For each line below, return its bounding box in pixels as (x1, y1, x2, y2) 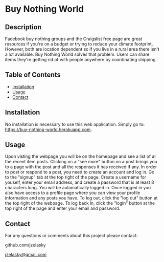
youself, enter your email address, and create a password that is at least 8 (5, 179, 154, 185)
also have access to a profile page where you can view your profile (5, 190, 141, 196)
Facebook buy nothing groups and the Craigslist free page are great (5, 36, 142, 42)
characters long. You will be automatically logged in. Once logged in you (5, 185, 151, 191)
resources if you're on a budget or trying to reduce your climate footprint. (5, 41, 153, 47)
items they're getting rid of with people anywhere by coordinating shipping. (5, 57, 157, 62)
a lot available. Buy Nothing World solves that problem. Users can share (5, 51, 150, 57)
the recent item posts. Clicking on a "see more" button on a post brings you (5, 159, 158, 165)
